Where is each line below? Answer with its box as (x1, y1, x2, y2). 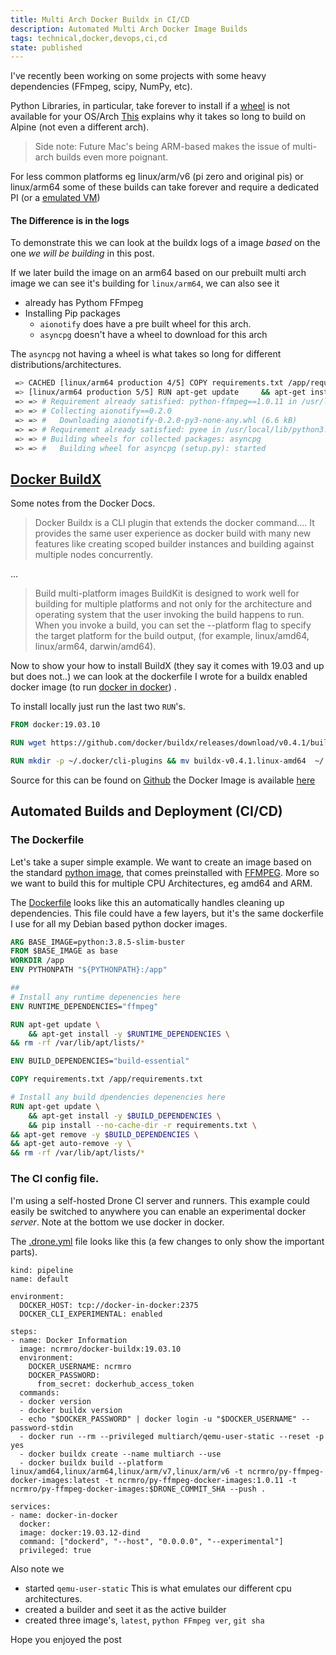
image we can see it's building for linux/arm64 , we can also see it (10, 277, 280, 290)
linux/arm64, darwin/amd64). (34, 641, 157, 653)
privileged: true (19, 1545, 92, 1555)
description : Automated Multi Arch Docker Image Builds (10, 24, 248, 34)
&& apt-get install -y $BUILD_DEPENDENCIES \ (28, 1111, 222, 1121)
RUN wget (10, 738, 47, 748)
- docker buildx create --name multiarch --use (19, 1449, 222, 1459)
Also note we (10, 1562, 65, 1575)
